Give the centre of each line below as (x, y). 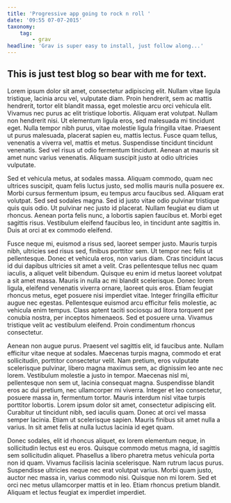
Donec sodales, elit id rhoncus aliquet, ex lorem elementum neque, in (106, 440)
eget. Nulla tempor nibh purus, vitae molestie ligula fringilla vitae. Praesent (114, 128)
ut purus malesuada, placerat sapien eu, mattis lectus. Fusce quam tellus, (112, 135)
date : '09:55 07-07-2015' (45, 20)
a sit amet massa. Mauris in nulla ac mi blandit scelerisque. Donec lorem (111, 280)
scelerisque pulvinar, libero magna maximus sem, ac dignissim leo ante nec (115, 368)
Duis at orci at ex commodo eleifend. (60, 230)
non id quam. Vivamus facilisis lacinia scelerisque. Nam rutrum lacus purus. (115, 463)
